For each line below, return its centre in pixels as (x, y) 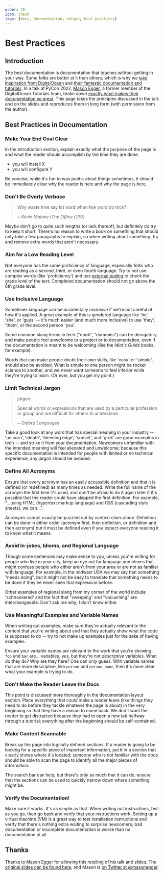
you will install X (28, 164)
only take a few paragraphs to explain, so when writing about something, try (82, 237)
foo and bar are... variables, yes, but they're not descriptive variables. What (81, 656)
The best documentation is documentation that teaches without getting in (79, 73)
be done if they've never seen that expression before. (59, 582)
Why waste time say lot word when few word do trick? (71, 207)
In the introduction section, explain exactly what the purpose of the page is (81, 150)
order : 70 (15, 10)
